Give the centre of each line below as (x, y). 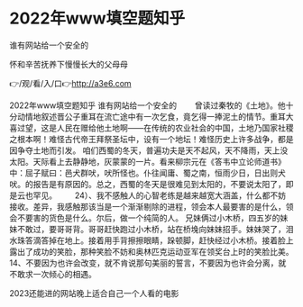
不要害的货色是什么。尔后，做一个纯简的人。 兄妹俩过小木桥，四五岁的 (148, 218)
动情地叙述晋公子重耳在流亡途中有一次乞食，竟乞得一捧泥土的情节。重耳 (151, 116)
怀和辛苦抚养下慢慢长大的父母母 (69, 64)
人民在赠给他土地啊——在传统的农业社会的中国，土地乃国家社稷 (175, 128)
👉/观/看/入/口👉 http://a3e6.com (71, 83)
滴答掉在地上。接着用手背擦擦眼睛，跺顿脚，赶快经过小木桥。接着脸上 (163, 240)
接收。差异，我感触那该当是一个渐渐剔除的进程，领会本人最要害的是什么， (147, 206)
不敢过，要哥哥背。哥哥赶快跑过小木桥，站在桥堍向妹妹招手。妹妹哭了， (151, 229)
